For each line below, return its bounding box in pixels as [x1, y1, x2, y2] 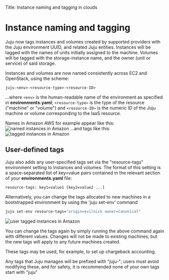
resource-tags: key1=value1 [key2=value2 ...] [5, 185, 105, 190]
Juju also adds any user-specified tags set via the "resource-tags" [5, 159, 144, 165]
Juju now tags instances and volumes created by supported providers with [5, 38, 160, 45]
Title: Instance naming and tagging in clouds [5, 5, 97, 10]
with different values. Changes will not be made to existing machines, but [5, 233, 157, 239]
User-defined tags [5, 145, 65, 154]
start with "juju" [5, 269, 38, 275]
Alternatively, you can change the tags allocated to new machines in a [5, 193, 151, 199]
